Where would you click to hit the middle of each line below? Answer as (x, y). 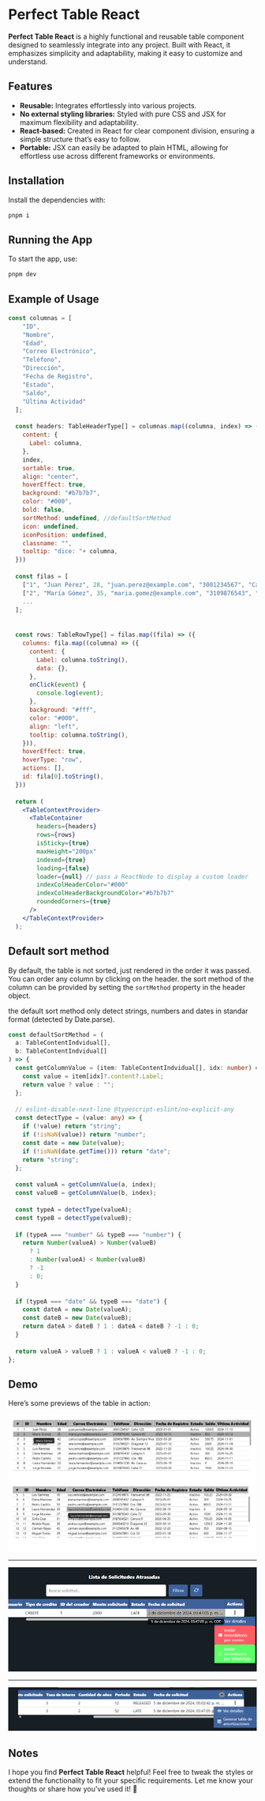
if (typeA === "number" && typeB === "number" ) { (98, 1234)
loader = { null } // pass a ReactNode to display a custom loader (142, 876)
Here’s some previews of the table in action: (80, 1403)
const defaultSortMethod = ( (56, 1034)
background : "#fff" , (63, 710)
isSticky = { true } (63, 843)
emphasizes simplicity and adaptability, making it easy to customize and (125, 53)
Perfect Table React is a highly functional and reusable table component (126, 36)
